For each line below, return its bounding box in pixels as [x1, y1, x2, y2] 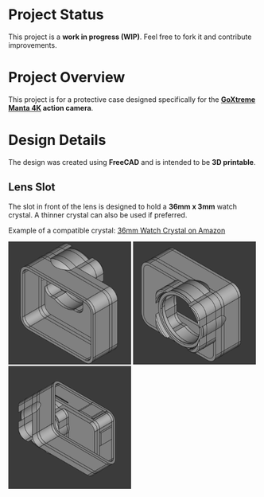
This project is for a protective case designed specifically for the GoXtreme [8, 94, 256, 104]
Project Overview [8, 68, 126, 87]
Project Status [8, 6, 105, 24]
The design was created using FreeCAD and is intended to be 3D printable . [8, 157, 256, 166]
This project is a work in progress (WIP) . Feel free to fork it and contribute [8, 32, 252, 41]
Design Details [8, 131, 107, 149]
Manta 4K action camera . [8, 103, 94, 112]
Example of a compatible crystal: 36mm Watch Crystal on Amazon [8, 225, 226, 235]
